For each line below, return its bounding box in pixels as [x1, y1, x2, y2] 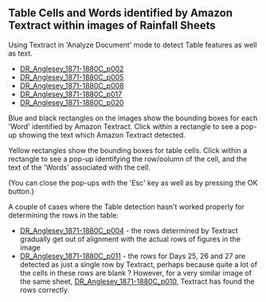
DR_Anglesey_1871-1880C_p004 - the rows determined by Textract [19, 226, 239, 235]
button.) [8, 186, 34, 196]
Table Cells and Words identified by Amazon [8, 6, 233, 20]
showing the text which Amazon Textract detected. [18, 130, 186, 139]
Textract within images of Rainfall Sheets [8, 19, 217, 33]
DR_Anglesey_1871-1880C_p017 [19, 89, 123, 99]
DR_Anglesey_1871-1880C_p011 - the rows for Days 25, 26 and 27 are [19, 251, 246, 261]
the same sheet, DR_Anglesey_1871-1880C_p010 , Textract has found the [19, 277, 255, 286]
